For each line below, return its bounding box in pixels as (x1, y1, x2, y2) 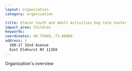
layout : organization (5, 7, 49, 12)
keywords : (5, 29, 25, 34)
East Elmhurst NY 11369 (9, 47, 57, 52)
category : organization (5, 12, 53, 16)
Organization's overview (5, 60, 54, 66)
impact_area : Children (5, 25, 51, 29)
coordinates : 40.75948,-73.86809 (5, 34, 73, 39)
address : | (5, 38, 27, 43)
